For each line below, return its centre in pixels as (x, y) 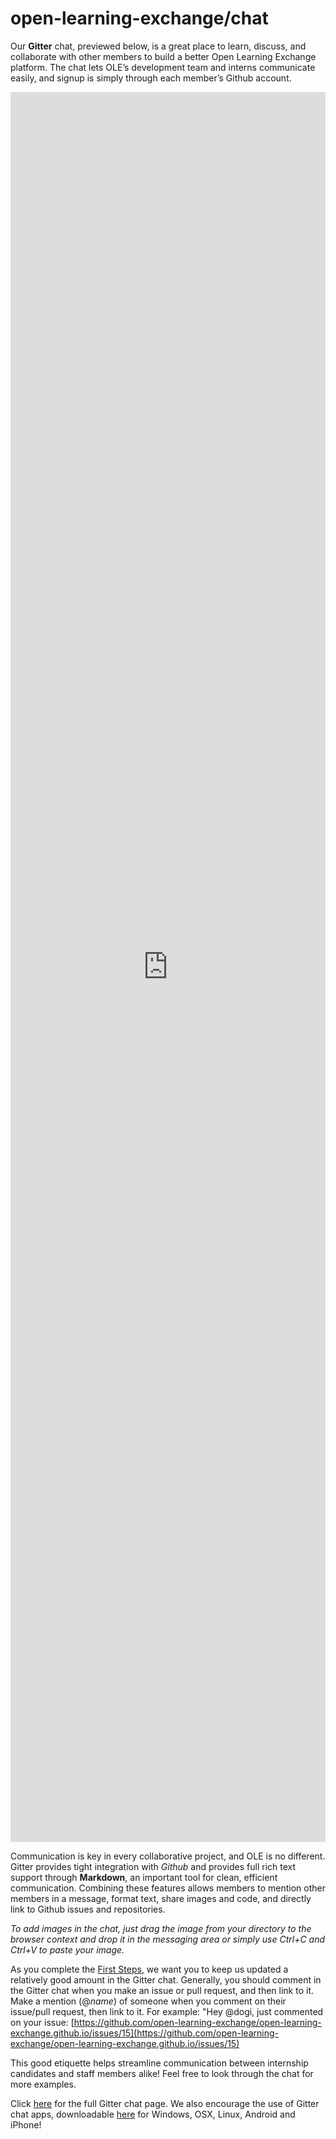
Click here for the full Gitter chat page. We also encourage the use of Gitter (165, 2103)
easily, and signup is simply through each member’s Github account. (151, 78)
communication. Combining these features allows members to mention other (168, 1888)
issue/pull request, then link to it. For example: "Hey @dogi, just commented (167, 2011)
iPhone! (26, 2124)
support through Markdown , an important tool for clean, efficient (144, 1877)
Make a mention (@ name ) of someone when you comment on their (148, 2001)
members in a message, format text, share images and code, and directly (161, 1898)
